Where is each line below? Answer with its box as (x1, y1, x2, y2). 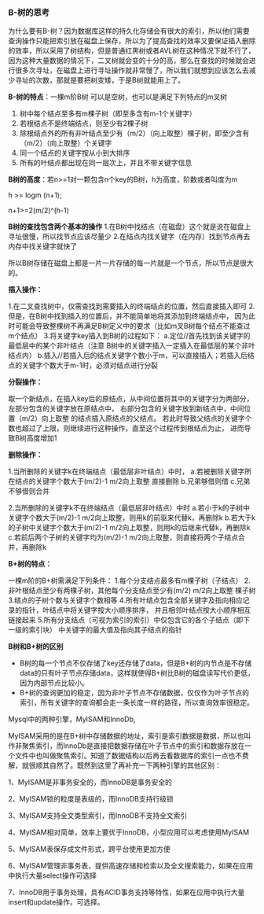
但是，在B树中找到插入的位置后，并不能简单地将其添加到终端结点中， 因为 (8, 311, 249, 321)
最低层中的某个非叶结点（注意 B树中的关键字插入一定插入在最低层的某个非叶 (8, 341, 256, 351)
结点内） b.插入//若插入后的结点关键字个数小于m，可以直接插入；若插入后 (8, 351, 247, 360)
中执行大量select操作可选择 (8, 871, 97, 880)
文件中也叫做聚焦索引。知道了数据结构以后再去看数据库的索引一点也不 (14, 751, 242, 761)
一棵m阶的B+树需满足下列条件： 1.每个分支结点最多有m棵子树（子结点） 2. (8, 576, 251, 585)
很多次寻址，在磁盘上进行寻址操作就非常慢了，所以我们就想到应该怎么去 (14, 65, 249, 76)
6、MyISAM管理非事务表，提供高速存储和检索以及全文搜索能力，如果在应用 (8, 861, 254, 871)
